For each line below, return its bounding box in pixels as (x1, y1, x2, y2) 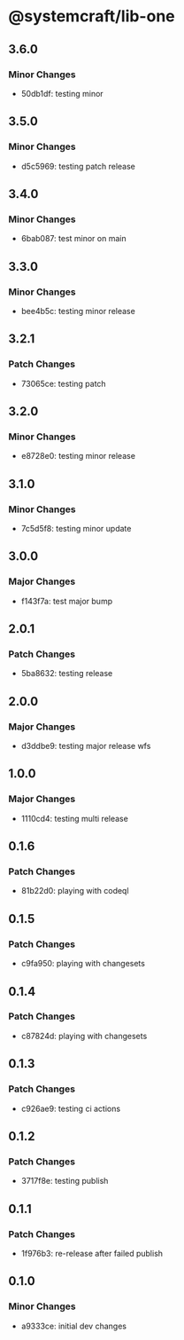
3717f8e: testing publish (20, 1176, 109, 1186)
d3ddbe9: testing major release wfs (20, 741, 151, 752)
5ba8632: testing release (20, 668, 113, 679)
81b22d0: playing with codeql (20, 886, 129, 896)
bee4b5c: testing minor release (20, 305, 136, 316)
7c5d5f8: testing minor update (20, 524, 132, 533)
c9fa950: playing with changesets (20, 958, 145, 969)
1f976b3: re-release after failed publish (20, 1248, 164, 1258)
